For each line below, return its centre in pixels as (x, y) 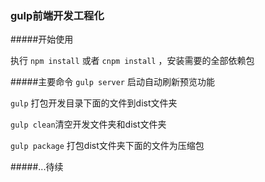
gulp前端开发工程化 (57, 15)
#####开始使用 (42, 39)
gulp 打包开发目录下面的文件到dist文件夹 (94, 103)
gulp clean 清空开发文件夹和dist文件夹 (88, 124)
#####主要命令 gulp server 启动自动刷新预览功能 (112, 82)
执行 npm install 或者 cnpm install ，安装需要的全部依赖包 (132, 61)
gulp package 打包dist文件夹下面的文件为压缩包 (107, 146)
